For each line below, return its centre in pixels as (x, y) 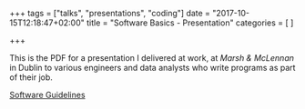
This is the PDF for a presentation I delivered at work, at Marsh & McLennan (152, 58)
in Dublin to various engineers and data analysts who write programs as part (152, 68)
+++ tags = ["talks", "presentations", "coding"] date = (110, 13)
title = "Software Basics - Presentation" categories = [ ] (190, 23)
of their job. (31, 77)
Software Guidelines (47, 95)
